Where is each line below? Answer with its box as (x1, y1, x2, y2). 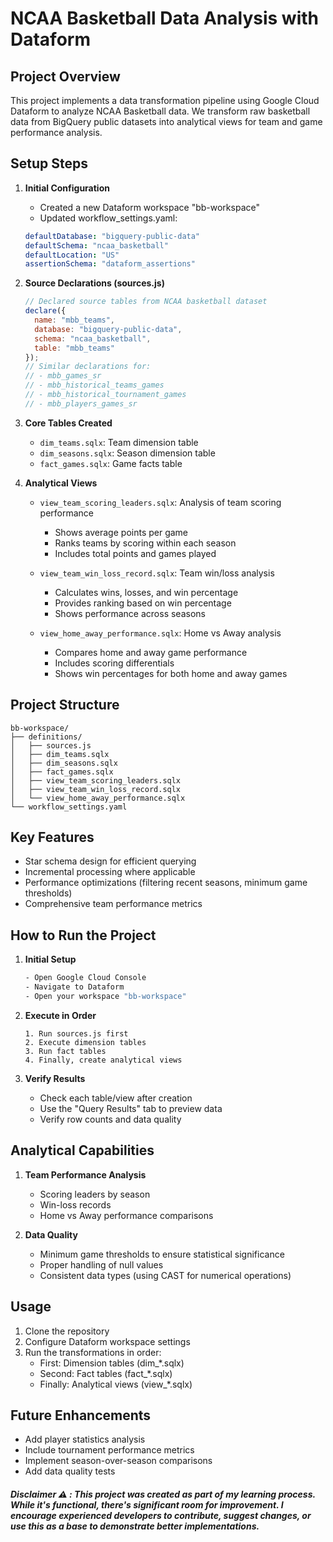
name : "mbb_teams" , (34, 315, 116, 326)
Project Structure (10, 697, 120, 714)
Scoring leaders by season (39, 1188, 151, 1200)
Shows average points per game (54, 526, 189, 538)
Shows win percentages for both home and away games (54, 667, 288, 679)
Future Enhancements (10, 1407, 152, 1424)
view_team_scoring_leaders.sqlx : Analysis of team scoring (39, 496, 282, 508)
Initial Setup (24, 953, 77, 966)
